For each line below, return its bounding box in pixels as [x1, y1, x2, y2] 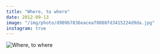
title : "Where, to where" [6, 8, 70, 15]
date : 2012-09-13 [6, 14, 49, 20]
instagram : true [6, 25, 46, 31]
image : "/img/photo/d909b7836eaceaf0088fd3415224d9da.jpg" [6, 20, 155, 26]
